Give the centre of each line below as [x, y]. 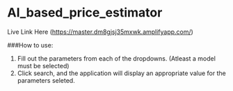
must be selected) [43, 65]
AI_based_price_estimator [85, 13]
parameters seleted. [46, 80]
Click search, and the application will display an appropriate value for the [121, 73]
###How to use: [30, 45]
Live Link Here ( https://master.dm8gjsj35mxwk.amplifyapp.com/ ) [100, 32]
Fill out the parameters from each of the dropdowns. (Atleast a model [116, 58]
